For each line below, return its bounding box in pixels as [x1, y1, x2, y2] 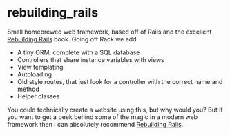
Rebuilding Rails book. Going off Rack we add [7, 34, 137, 43]
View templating [17, 63, 64, 71]
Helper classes [17, 92, 60, 101]
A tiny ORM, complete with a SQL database [17, 48, 140, 56]
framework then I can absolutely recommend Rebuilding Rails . [7, 120, 184, 128]
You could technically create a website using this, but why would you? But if [7, 105, 223, 114]
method [17, 85, 40, 93]
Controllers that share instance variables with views [17, 55, 164, 63]
